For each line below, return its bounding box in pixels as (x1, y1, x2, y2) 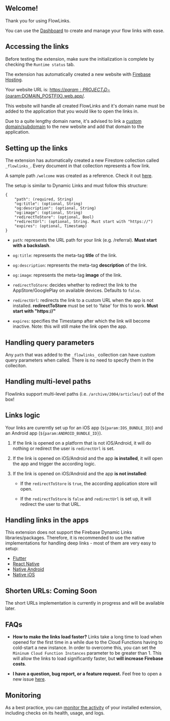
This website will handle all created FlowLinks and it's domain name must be (5, 103, 165, 109)
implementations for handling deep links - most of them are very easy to (5, 540, 156, 546)
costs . (12, 661, 26, 667)
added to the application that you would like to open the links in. (5, 108, 139, 114)
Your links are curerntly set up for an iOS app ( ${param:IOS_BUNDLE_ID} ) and (5, 424, 163, 430)
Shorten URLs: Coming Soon (5, 586, 97, 595)
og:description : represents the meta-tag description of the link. (12, 262, 147, 268)
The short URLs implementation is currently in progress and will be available (5, 600, 164, 606)
